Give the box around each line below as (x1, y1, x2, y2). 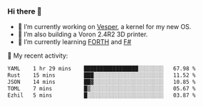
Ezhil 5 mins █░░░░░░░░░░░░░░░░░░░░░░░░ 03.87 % (7, 92, 196, 99)
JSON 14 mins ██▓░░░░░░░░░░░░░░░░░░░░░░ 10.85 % (7, 78, 196, 86)
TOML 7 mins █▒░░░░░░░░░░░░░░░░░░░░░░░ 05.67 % (7, 85, 196, 92)
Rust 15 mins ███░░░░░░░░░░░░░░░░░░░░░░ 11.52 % (7, 72, 196, 79)
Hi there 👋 (7, 6, 43, 16)
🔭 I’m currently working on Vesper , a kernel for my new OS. (17, 23, 192, 31)
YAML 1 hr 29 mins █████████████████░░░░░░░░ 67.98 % (7, 65, 196, 73)
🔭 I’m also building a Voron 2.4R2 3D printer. (17, 30, 148, 38)
